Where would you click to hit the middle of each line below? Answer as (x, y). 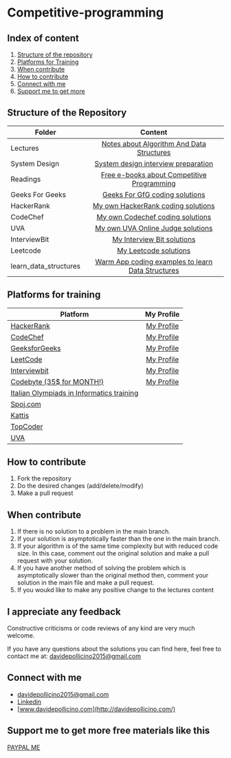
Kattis (20, 415)
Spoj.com (26, 404)
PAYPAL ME (24, 747)
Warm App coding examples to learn (154, 262)
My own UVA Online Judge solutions (154, 228)
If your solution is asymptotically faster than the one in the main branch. (119, 539)
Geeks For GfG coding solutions (154, 194)
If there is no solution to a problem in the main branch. (93, 531)
